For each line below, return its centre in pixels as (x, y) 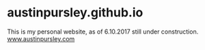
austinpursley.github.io (75, 13)
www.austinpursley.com (41, 38)
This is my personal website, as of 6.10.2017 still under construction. (103, 32)
